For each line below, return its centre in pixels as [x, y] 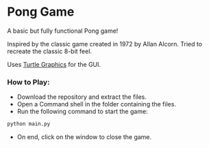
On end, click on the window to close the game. [84, 137]
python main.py [29, 124]
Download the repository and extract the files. [82, 97]
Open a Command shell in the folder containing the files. [97, 104]
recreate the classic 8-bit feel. [50, 51]
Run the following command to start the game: [83, 112]
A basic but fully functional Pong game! [63, 31]
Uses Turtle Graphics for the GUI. [54, 64]
